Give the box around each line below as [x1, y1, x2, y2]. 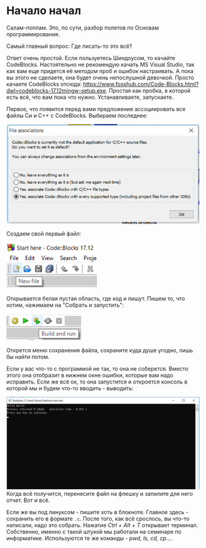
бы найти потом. [6, 353, 50, 360]
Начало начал [6, 4, 82, 18]
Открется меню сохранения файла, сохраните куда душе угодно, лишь [6, 346, 193, 353]
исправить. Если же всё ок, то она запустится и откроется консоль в [6, 378, 188, 385]
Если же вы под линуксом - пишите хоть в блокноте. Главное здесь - [6, 508, 189, 515]
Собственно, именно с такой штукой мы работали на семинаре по [6, 528, 182, 535]
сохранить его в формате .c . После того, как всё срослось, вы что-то [6, 515, 190, 522]
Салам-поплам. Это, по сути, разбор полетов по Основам [6, 24, 159, 31]
